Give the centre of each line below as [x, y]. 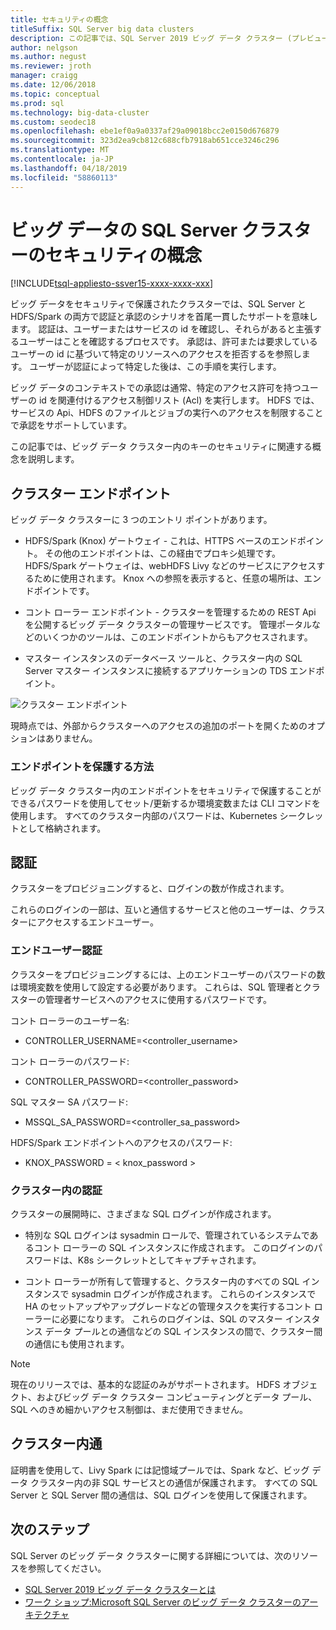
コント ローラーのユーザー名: [70, 1020]
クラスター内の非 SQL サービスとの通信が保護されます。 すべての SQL [173, 1482]
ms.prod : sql [37, 103]
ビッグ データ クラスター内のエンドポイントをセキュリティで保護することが [166, 790]
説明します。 [53, 459]
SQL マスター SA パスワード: [69, 1102]
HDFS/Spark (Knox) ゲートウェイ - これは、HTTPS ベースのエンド [161, 541]
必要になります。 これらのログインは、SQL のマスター [171, 1318]
